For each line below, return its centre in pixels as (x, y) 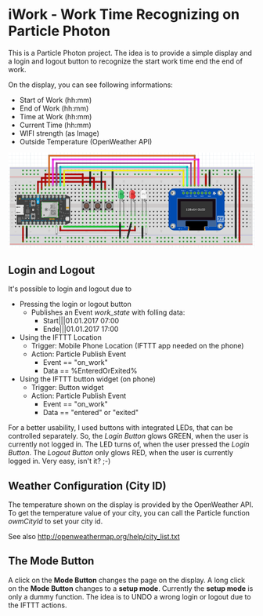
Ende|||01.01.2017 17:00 (81, 329)
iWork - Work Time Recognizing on (124, 15)
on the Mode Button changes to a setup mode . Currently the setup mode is (131, 588)
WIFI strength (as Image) (59, 133)
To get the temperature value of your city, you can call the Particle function (129, 512)
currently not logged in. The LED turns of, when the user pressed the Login (129, 444)
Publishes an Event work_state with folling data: (108, 312)
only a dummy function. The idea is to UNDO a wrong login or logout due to (130, 596)
